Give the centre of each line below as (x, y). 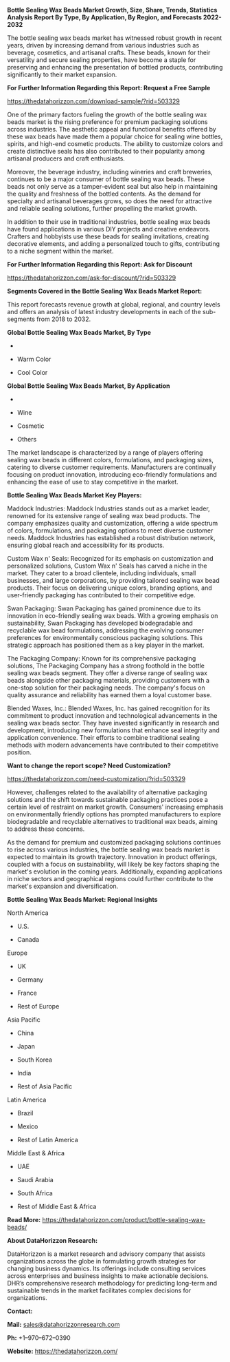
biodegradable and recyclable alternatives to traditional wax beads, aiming (113, 822)
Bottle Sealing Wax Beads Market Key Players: (74, 495)
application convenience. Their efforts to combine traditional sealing (104, 737)
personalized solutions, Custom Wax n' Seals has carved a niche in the (107, 566)
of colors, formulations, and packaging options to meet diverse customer (110, 530)
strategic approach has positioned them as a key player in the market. (106, 645)
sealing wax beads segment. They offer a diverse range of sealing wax (107, 673)
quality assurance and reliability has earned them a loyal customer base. (110, 695)
